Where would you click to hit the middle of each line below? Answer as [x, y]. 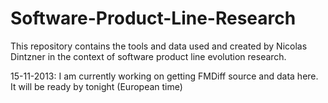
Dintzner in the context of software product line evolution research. [148, 56]
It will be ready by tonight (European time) [96, 86]
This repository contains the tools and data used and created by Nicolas [159, 46]
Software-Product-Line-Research [153, 18]
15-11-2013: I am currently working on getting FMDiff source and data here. [164, 76]
